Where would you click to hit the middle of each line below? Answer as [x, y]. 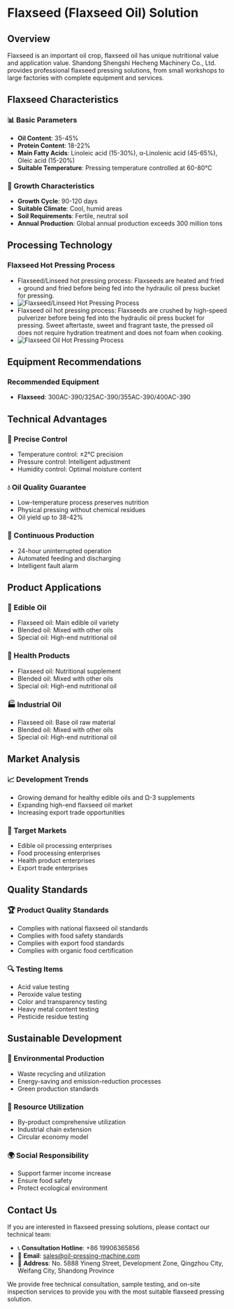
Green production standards [58, 1089]
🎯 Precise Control [37, 439]
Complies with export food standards [71, 943]
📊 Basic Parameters [42, 120]
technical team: [29, 1234]
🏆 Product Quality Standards [58, 910]
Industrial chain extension [54, 1129]
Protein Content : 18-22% [54, 146]
